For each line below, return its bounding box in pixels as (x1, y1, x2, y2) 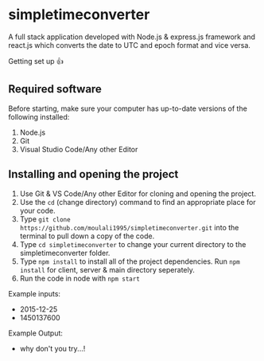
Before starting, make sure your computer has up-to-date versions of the (8, 104, 248, 113)
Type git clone (19, 214, 71, 224)
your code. (19, 206, 56, 215)
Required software (8, 82, 102, 96)
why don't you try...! (19, 343, 86, 353)
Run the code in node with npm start (19, 273, 141, 283)
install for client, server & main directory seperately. (19, 265, 195, 274)
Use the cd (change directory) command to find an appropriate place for (19, 197, 256, 206)
